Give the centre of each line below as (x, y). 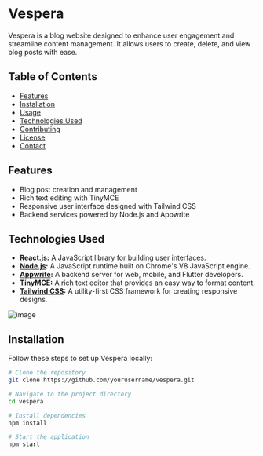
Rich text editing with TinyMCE (69, 198)
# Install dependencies (47, 416)
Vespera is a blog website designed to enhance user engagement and (121, 35)
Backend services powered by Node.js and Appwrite (104, 214)
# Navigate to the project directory (70, 394)
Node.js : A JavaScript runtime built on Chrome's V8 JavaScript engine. (135, 266)
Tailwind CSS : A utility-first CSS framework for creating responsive (128, 291)
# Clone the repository (47, 373)
